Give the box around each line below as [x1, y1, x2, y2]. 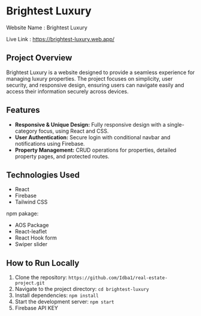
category [14, 127, 38, 134]
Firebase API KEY [14, 305, 59, 312]
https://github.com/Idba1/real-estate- [68, 275, 168, 281]
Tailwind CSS [14, 198, 48, 205]
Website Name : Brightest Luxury [6, 24, 88, 31]
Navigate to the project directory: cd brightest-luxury [14, 286, 150, 293]
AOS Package [14, 222, 49, 229]
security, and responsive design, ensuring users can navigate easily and [6, 81, 184, 88]
